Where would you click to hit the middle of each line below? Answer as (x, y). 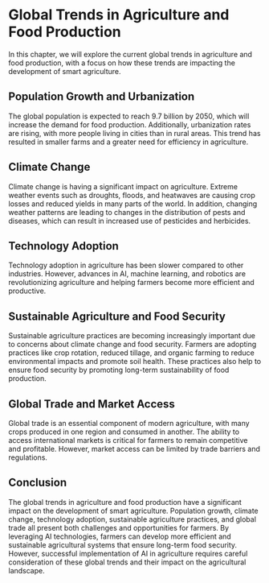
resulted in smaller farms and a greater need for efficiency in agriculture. (128, 142)
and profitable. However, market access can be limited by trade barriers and (134, 449)
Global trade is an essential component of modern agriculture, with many (129, 423)
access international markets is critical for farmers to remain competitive (128, 440)
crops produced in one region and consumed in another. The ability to (124, 432)
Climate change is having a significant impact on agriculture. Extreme (123, 186)
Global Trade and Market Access (92, 404)
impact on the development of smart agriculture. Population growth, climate (133, 511)
